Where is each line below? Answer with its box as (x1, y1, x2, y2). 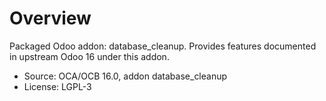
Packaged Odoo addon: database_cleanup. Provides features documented (9, 40, 317, 52)
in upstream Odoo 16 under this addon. (9, 50, 170, 62)
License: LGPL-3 (23, 80, 92, 92)
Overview (9, 7, 92, 30)
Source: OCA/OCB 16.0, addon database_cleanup (23, 70, 228, 82)
